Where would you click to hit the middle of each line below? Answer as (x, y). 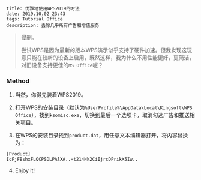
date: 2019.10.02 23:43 (36, 14)
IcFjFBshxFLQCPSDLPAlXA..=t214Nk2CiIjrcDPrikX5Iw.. (72, 160)
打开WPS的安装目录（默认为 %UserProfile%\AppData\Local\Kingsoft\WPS (103, 107)
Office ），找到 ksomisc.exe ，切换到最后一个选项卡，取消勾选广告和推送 (102, 115)
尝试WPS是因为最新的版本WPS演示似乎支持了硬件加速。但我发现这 (104, 50)
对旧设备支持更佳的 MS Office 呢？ (62, 65)
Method (18, 81)
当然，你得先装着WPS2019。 (51, 95)
